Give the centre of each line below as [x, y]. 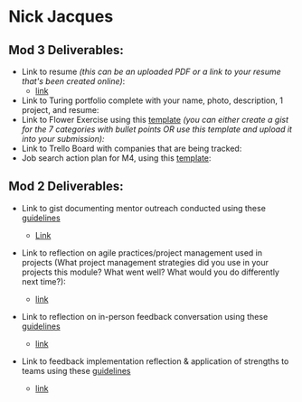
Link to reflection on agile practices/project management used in [142, 252]
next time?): [44, 281]
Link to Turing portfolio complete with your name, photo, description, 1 [152, 100]
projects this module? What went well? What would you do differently [150, 272]
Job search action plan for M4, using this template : [116, 158]
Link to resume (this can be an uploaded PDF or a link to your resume [151, 71]
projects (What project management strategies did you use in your [145, 262]
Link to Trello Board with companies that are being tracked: [132, 148]
